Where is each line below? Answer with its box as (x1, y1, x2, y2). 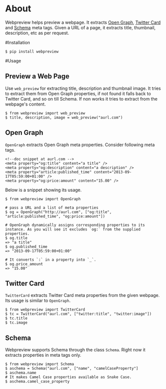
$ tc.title (5, 316, 28, 321)
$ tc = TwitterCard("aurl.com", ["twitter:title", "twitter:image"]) (5, 312, 152, 317)
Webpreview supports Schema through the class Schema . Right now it (5, 347, 146, 353)
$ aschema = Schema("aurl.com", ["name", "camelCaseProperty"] (5, 366, 139, 371)
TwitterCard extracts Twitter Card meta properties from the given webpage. (5, 292, 160, 298)
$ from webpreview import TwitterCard (5, 307, 85, 312)
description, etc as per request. (5, 30, 69, 36)
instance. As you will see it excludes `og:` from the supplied (5, 226, 141, 232)
